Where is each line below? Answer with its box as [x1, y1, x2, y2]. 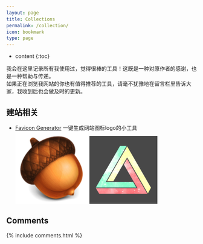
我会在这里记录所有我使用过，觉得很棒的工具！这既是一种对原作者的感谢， [6, 65, 192, 72]
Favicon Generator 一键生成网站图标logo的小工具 [14, 124, 138, 131]
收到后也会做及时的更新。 [22, 88, 86, 95]
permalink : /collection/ [6, 22, 69, 28]
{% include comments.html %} [6, 231, 83, 239]
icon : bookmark [6, 29, 45, 35]
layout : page [6, 10, 39, 16]
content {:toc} [14, 53, 50, 60]
